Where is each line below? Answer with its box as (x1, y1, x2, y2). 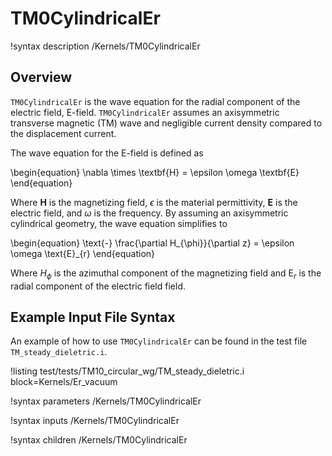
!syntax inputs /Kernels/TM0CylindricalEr (10, 415, 180, 427)
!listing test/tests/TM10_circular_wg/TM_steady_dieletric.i (10, 365, 245, 377)
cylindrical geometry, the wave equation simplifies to (10, 217, 228, 229)
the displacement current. (10, 127, 117, 139)
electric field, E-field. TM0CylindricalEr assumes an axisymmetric (10, 106, 280, 118)
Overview (10, 69, 73, 86)
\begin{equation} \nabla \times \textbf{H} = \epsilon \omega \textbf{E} (10, 166, 300, 178)
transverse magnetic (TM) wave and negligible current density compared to (10, 117, 323, 129)
